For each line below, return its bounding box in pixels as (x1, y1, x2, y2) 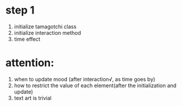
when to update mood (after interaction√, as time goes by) (14, 75, 156, 82)
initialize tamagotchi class (14, 23, 77, 30)
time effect (14, 35, 41, 42)
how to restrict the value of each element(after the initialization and (14, 82, 177, 89)
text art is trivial (14, 94, 52, 101)
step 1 (5, 4, 35, 17)
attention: (5, 57, 55, 69)
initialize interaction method (14, 29, 82, 36)
